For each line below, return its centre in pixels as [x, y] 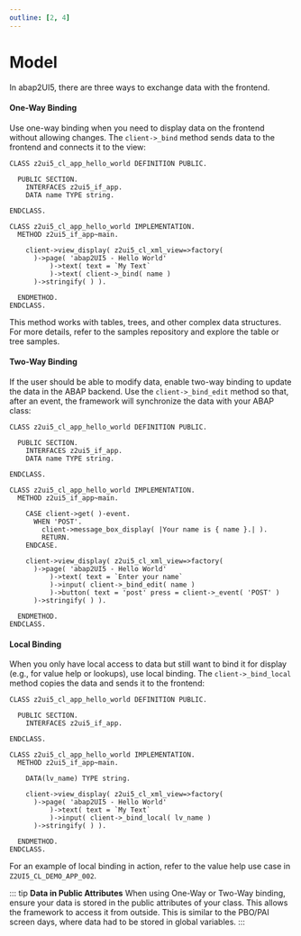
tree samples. [35, 341]
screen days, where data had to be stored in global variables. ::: [128, 922]
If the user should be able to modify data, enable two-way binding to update [150, 382]
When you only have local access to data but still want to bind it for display [148, 664]
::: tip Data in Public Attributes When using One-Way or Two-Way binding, [147, 894]
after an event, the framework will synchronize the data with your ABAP [142, 401]
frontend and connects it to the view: [78, 147]
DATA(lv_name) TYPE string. [78, 779]
